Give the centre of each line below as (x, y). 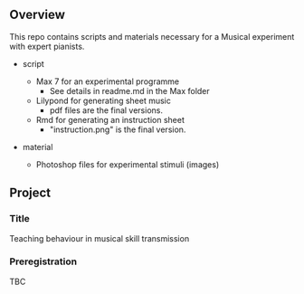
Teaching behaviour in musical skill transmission (100, 238)
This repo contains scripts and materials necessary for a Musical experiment (152, 36)
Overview (38, 15)
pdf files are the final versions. (106, 110)
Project (30, 193)
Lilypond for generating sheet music (104, 100)
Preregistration (43, 261)
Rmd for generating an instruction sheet (110, 119)
